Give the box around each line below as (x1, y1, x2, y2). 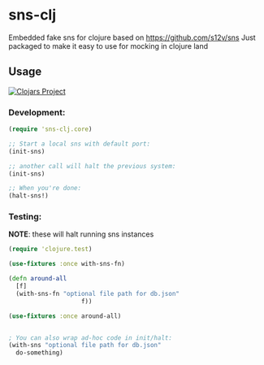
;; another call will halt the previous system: (8, 162, 176, 170)
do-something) (15, 349, 63, 357)
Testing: (8, 211, 42, 223)
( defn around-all (8, 275, 67, 283)
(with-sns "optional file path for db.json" (8, 341, 162, 350)
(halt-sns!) (8, 192, 49, 200)
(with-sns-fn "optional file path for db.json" (15, 289, 180, 298)
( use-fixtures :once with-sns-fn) (8, 260, 126, 268)
